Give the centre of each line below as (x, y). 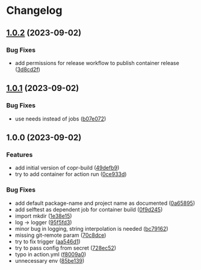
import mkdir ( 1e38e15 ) (43, 216)
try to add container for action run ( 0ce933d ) (71, 174)
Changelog (34, 11)
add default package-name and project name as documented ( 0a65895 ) (105, 203)
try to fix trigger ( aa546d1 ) (48, 241)
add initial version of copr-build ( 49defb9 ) (67, 168)
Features (20, 154)
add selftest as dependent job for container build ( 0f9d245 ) (89, 209)
